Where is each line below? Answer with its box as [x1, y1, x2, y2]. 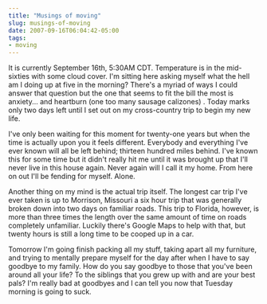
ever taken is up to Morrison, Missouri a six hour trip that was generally [8, 196, 242, 205]
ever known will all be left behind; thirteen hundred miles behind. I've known [8, 146, 258, 156]
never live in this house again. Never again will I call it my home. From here [8, 163, 253, 173]
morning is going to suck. [8, 287, 92, 297]
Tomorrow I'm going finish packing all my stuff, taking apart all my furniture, [8, 244, 257, 255]
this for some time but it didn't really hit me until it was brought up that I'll [8, 154, 249, 164]
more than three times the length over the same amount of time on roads [8, 212, 247, 222]
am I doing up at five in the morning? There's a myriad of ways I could [8, 80, 238, 90]
